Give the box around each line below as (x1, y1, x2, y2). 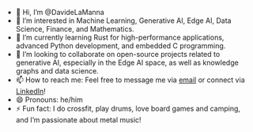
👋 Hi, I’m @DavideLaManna (15, 8, 104, 17)
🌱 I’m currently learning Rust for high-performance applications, (15, 32, 225, 42)
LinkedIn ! (15, 87, 46, 96)
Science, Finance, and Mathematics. (15, 25, 134, 33)
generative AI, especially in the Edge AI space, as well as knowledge (15, 58, 239, 67)
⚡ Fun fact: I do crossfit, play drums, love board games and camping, (15, 104, 241, 113)
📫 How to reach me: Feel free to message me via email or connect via (15, 75, 245, 85)
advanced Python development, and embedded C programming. (15, 41, 226, 51)
